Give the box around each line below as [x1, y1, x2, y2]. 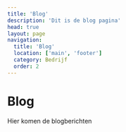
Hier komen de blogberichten [7, 116, 92, 125]
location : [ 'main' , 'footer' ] [13, 50, 102, 57]
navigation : [7, 37, 42, 44]
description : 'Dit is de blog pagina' [7, 17, 121, 24]
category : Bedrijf [13, 56, 68, 64]
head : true [7, 23, 39, 30]
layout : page [7, 30, 46, 37]
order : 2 [13, 63, 39, 70]
